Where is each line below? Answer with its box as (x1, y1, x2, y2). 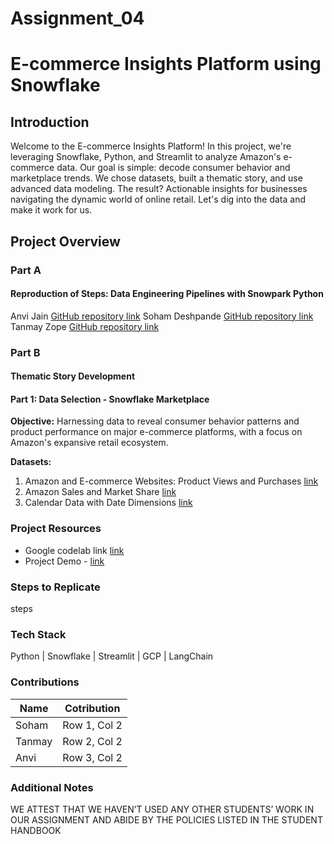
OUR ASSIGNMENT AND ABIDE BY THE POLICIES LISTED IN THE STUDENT (10, 813, 323, 826)
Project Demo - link (24, 555, 105, 567)
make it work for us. (10, 204, 93, 216)
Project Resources (10, 522, 102, 536)
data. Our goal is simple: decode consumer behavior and (56, 162, 291, 174)
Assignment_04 (10, 7, 145, 30)
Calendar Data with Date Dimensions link (24, 497, 193, 509)
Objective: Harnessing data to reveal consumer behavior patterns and (10, 415, 300, 427)
